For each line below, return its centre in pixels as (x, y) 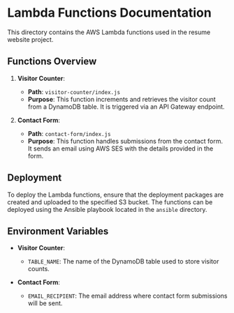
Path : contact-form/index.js (69, 133)
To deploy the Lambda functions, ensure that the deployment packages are (116, 194)
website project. (30, 39)
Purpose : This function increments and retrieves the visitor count (122, 99)
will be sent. (45, 303)
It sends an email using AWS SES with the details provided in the (120, 148)
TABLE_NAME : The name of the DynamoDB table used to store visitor (123, 261)
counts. (39, 269)
